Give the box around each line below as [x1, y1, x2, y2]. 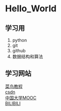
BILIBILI [5, 100, 21, 106]
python [12, 37, 27, 43]
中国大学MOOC [5, 95, 37, 101]
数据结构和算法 [12, 54, 43, 59]
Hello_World [5, 3, 57, 14]
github [12, 48, 26, 53]
